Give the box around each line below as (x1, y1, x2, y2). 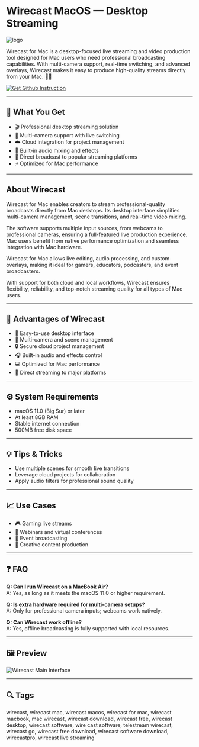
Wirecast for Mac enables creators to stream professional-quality (6, 200, 166, 208)
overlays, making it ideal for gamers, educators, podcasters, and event (6, 261, 179, 268)
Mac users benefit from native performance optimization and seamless (6, 237, 179, 244)
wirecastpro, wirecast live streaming (6, 734, 95, 741)
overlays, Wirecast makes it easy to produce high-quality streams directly (6, 66, 186, 73)
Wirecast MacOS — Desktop (6, 4, 149, 18)
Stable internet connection (14, 420, 80, 427)
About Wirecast (6, 185, 66, 195)
